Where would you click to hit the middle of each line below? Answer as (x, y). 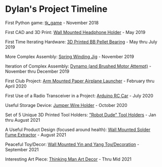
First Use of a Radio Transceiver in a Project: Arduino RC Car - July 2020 (79, 96)
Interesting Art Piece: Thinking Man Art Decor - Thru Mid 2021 (68, 159)
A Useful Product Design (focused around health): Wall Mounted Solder (78, 130)
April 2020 (16, 86)
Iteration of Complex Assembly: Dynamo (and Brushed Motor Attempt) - (78, 66)
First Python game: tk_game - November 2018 (52, 23)
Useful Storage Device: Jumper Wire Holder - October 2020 (66, 105)
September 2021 (22, 149)
